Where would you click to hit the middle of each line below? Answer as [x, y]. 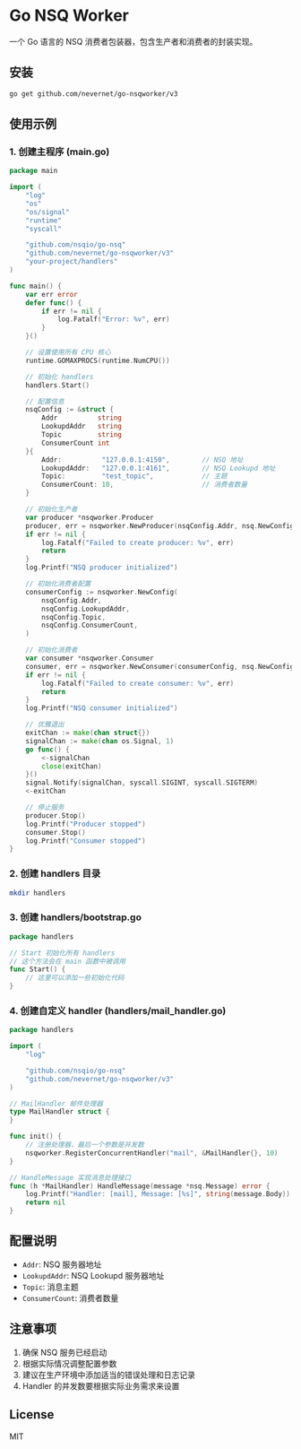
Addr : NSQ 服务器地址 [62, 1264]
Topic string [82, 435]
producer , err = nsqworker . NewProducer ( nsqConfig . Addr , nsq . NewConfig [160, 525]
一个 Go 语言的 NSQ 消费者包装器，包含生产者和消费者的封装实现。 [133, 41]
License [32, 1414]
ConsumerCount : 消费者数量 [70, 1297]
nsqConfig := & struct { [70, 410]
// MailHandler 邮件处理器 [56, 1104]
